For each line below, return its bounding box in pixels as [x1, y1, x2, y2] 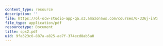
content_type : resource [5, 7, 53, 12]
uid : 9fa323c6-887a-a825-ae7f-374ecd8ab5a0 [5, 34, 95, 39]
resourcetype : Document [5, 25, 53, 30]
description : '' [5, 11, 38, 16]
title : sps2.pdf [5, 29, 38, 34]
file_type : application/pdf [5, 20, 62, 25]
